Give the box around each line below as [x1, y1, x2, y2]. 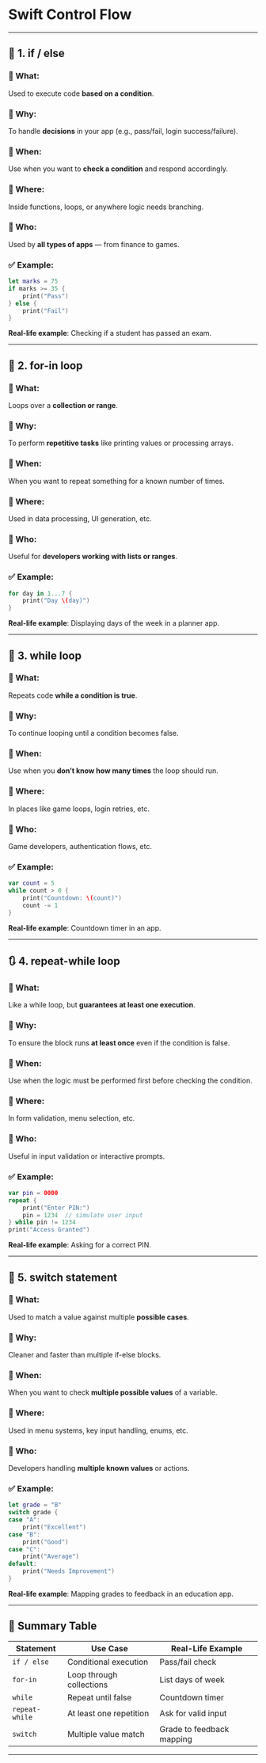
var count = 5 [8, 879, 55, 888]
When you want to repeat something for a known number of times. [8, 476, 226, 485]
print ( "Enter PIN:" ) [22, 1204, 90, 1212]
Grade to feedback [159, 1723, 230, 1734]
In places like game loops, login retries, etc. [8, 804, 150, 813]
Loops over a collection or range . [8, 401, 119, 410]
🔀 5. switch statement [8, 1270, 118, 1284]
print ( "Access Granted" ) [8, 1226, 90, 1234]
